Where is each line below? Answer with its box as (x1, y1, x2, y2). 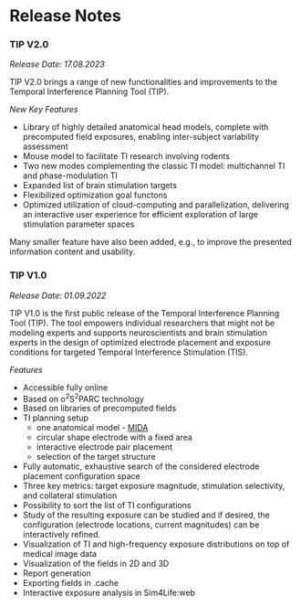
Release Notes (9, 5, 121, 27)
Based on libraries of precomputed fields (22, 403, 177, 414)
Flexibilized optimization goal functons (22, 189, 168, 201)
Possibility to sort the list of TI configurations (22, 500, 192, 511)
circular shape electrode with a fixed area (36, 431, 193, 443)
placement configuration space (22, 471, 140, 482)
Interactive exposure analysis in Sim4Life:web (22, 587, 196, 599)
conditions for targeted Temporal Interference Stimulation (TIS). (9, 346, 249, 357)
